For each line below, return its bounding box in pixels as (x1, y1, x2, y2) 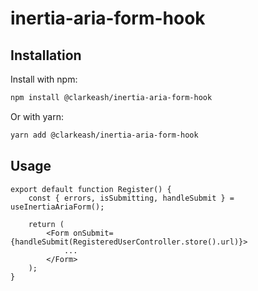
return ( (28, 219, 65, 229)
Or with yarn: (10, 110, 65, 122)
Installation (10, 47, 82, 64)
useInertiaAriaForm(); (10, 202, 105, 212)
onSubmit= (73, 228, 114, 238)
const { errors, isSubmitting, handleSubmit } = (28, 193, 235, 203)
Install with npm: (10, 73, 78, 85)
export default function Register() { (10, 184, 172, 194)
